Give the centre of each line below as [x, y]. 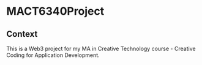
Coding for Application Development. [53, 55]
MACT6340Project [55, 11]
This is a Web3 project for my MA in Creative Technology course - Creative [101, 48]
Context [22, 34]
